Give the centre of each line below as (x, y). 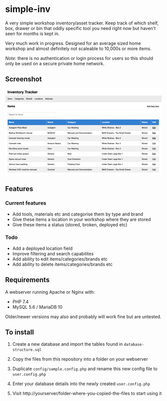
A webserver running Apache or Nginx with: (50, 292)
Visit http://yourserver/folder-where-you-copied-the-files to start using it (87, 394)
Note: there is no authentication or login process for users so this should (79, 58)
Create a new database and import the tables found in (68, 344)
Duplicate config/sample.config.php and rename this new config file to (85, 369)
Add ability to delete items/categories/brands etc (62, 264)
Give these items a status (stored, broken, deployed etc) (70, 224)
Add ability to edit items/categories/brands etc (60, 259)
